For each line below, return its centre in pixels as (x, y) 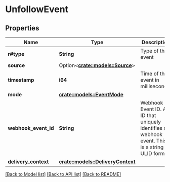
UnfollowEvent (37, 9)
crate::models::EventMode (91, 95)
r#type (16, 54)
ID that (148, 115)
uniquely (151, 122)
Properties (22, 28)
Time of (150, 74)
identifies (152, 128)
